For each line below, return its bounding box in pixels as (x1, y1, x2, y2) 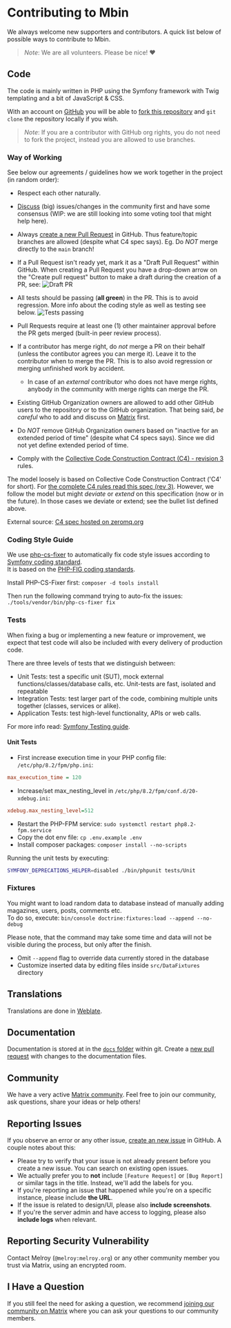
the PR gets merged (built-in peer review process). (17, 329, 161, 337)
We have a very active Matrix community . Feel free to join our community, (7, 1091, 217, 1099)
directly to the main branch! (17, 245, 94, 253)
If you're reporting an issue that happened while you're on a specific (17, 1186, 212, 1194)
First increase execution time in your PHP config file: (17, 753, 167, 761)
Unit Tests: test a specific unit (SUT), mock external (17, 672, 164, 681)
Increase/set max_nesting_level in (17, 786, 114, 794)
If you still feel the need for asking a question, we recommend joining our (7, 1299, 214, 1307)
